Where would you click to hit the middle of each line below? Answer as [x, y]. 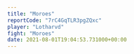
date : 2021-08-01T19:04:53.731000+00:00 [67, 40]
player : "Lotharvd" [36, 27]
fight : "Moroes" [31, 33]
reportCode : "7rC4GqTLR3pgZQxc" [54, 20]
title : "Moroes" [31, 14]
